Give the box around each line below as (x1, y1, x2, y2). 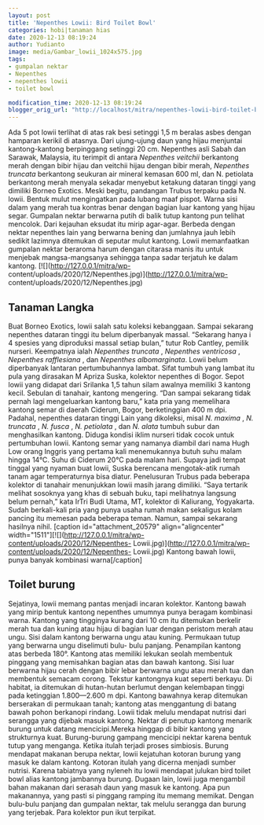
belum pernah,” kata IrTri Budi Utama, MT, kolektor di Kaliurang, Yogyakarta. (8, 497, 255, 506)
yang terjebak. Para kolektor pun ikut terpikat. (8, 807, 156, 817)
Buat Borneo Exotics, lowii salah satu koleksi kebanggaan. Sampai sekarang (8, 321, 254, 331)
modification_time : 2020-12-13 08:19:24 (8, 99, 143, 107)
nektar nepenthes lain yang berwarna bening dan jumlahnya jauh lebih (8, 228, 236, 237)
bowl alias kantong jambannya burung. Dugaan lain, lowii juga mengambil (8, 774, 246, 783)
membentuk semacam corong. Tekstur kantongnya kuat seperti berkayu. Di (8, 673, 253, 684)
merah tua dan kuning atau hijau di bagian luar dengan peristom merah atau (8, 624, 254, 633)
